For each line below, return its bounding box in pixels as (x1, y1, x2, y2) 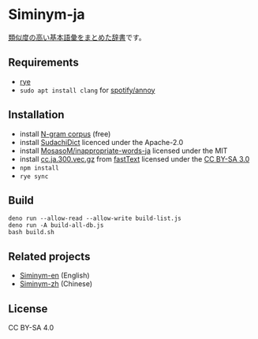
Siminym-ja (8, 6, 85, 24)
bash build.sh (8, 229, 55, 237)
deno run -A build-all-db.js (8, 222, 104, 229)
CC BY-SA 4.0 (8, 323, 54, 332)
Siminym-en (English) (19, 270, 90, 281)
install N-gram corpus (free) (19, 129, 111, 139)
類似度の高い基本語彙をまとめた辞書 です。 (8, 32, 146, 42)
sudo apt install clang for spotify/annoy (19, 85, 155, 95)
